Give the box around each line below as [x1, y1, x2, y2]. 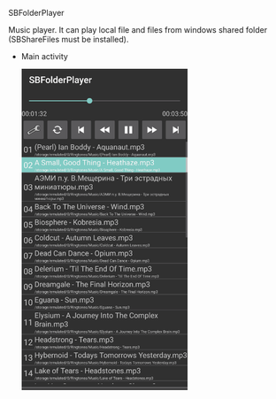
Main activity [20, 51, 68, 61]
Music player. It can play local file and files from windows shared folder [8, 25, 267, 35]
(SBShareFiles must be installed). [8, 35, 129, 44]
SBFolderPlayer [8, 8, 65, 18]
